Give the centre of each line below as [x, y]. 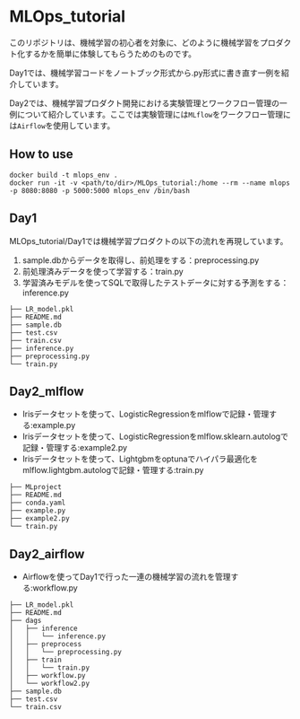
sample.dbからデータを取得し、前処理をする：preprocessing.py [141, 260]
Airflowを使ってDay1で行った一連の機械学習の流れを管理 [126, 577]
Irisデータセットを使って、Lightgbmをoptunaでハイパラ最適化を [140, 459]
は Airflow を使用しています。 [62, 125]
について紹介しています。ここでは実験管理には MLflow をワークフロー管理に [154, 114]
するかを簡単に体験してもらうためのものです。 [111, 53]
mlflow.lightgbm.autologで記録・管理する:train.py [113, 470]
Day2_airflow [47, 554]
